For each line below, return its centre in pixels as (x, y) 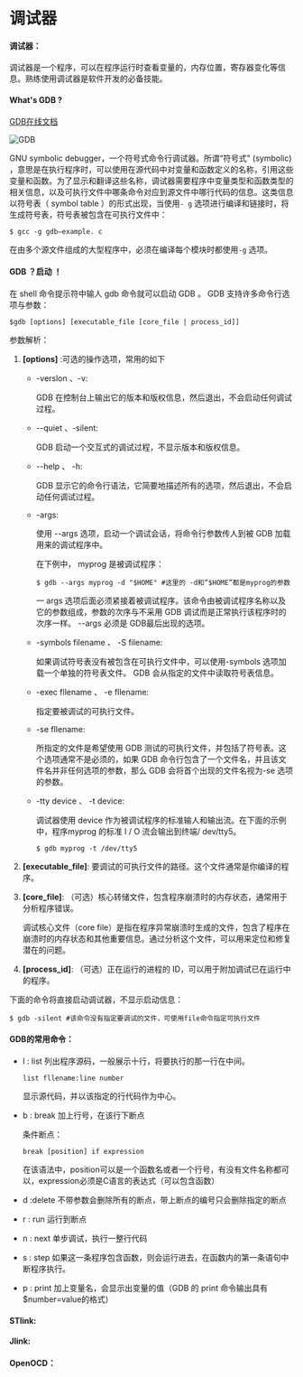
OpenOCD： (32, 1363)
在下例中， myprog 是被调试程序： (100, 563)
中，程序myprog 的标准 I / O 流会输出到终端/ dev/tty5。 (138, 831)
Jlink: (20, 1341)
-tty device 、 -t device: (80, 801)
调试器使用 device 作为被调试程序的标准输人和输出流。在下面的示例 (161, 820)
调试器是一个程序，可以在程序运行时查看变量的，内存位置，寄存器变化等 (143, 68)
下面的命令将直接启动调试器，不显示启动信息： (96, 1000)
